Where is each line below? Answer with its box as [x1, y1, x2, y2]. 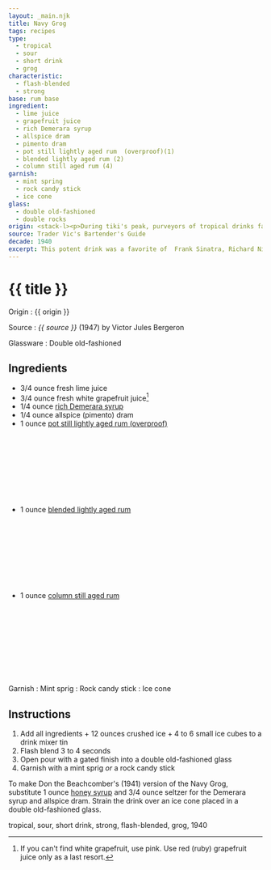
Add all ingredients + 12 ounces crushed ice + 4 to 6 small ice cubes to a [19, 728, 262, 738]
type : [8, 34, 27, 43]
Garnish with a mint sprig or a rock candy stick [19, 762, 176, 773]
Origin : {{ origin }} [8, 307, 70, 316]
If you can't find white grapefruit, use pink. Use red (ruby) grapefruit [19, 843, 248, 853]
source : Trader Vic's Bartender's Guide [8, 230, 147, 239]
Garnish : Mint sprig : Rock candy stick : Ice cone [8, 684, 172, 694]
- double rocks [15, 215, 67, 223]
